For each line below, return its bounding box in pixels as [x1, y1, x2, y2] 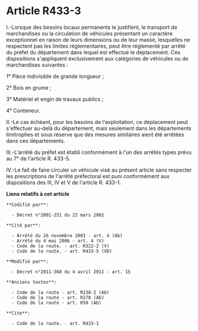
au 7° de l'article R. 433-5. [6, 155, 71, 162]
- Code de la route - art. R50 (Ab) [11, 300, 102, 306]
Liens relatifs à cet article [6, 190, 70, 197]
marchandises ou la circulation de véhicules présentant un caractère [6, 30, 173, 37]
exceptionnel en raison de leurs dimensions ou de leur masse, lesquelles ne [6, 36, 190, 43]
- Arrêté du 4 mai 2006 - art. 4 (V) [11, 238, 105, 244]
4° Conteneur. [6, 107, 40, 114]
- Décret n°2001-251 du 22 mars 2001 [11, 212, 105, 218]
